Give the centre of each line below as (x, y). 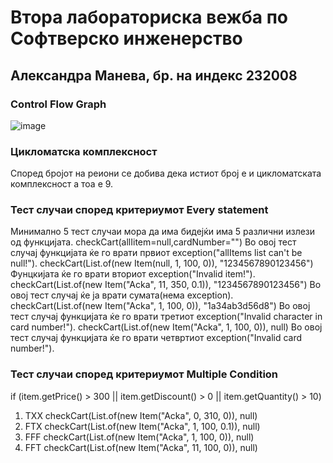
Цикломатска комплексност (84, 151)
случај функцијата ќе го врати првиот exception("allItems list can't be (156, 253)
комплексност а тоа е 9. (62, 184)
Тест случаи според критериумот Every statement (139, 210)
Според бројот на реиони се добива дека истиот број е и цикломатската (166, 173)
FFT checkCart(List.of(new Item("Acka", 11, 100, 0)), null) (141, 447)
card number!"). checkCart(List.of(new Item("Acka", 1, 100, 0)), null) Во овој (166, 327)
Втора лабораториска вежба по (149, 17)
